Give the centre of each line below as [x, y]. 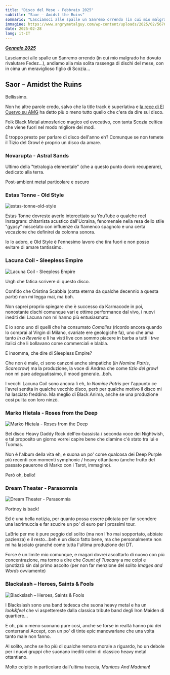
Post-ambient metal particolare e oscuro [47, 182]
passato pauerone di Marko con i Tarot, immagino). [58, 465]
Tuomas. [14, 444]
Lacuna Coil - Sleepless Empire [44, 260]
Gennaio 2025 [21, 48]
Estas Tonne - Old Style [35, 195]
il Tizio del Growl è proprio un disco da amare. [53, 142]
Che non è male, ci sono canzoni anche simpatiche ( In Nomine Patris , [78, 363]
